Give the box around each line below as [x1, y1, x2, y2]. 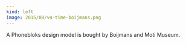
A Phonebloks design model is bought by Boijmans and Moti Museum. [6, 31, 181, 38]
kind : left [6, 8, 34, 15]
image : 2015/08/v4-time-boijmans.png [6, 14, 101, 20]
